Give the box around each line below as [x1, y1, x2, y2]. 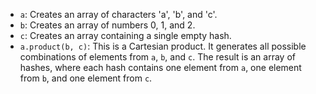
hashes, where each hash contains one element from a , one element [19, 62, 302, 73]
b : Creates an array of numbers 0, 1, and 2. [19, 19, 196, 31]
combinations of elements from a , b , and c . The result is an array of [19, 51, 296, 63]
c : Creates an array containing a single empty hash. [19, 30, 232, 41]
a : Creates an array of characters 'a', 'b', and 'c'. [19, 9, 218, 20]
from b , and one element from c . [19, 72, 153, 84]
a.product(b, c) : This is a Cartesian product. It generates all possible [19, 40, 307, 52]
